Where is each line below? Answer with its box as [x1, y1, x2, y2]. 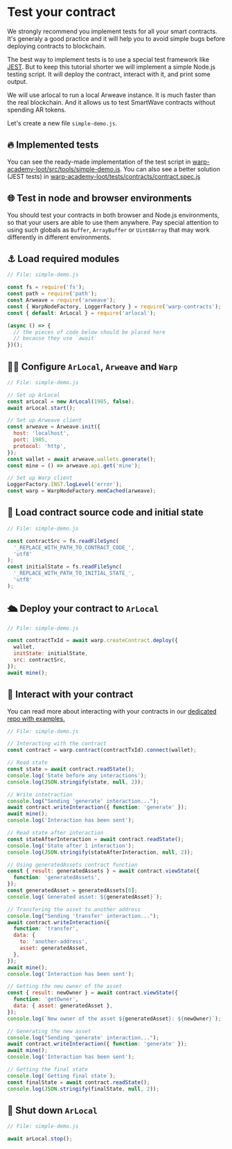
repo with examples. [7, 714, 65, 723]
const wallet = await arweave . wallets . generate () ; [7, 456, 157, 463]
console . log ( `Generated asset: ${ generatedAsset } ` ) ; [7, 893, 163, 900]
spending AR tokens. [7, 105, 66, 114]
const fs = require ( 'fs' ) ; [7, 284, 85, 291]
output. [7, 77, 28, 85]
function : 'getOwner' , [13, 996, 79, 1003]
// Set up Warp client [7, 474, 73, 482]
